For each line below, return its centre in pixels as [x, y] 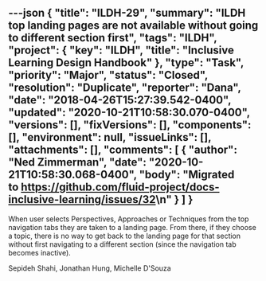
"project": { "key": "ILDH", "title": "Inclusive [121, 51]
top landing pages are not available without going [133, 26]
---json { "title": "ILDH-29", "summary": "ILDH [127, 13]
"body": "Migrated [187, 175]
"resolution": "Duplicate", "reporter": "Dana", [125, 88]
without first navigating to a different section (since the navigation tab [122, 244]
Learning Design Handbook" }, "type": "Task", [126, 63]
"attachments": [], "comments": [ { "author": [123, 150]
